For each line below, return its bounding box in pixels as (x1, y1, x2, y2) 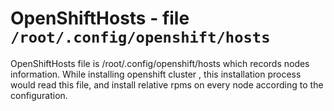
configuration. (10, 89, 68, 101)
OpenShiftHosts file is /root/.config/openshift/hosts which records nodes (10, 57, 310, 69)
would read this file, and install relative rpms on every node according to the (10, 78, 324, 91)
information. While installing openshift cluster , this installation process (10, 68, 302, 80)
